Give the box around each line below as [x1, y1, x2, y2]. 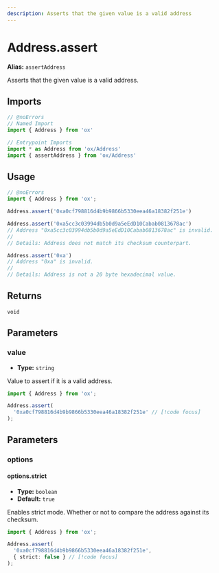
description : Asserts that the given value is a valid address [7, 10, 192, 17]
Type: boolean [16, 487, 58, 495]
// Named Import [7, 120, 54, 127]
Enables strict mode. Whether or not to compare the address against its [7, 508, 209, 516]
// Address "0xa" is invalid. [7, 259, 94, 266]
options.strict [7, 472, 47, 480]
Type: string [16, 363, 55, 371]
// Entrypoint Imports [7, 139, 72, 146]
